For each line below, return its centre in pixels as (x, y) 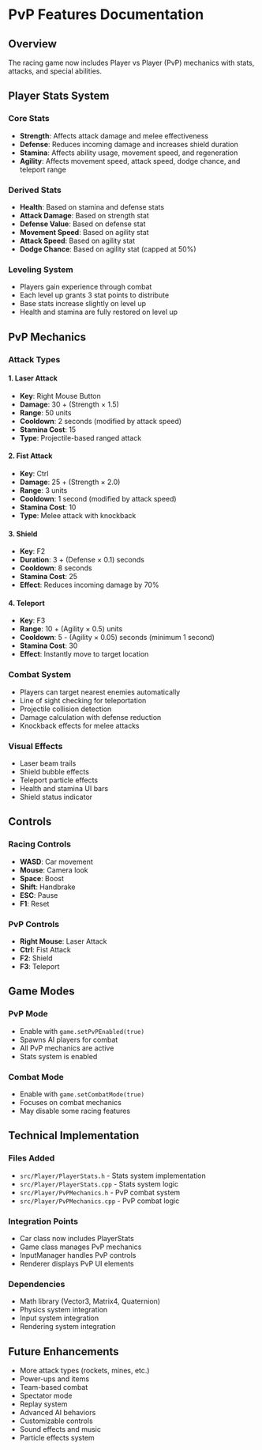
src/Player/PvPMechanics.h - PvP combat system (100, 1192)
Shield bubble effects (54, 772)
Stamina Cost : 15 (48, 430)
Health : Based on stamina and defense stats (92, 206)
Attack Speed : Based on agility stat (77, 240)
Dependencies (37, 1284)
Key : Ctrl (34, 473)
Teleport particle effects (59, 780)
